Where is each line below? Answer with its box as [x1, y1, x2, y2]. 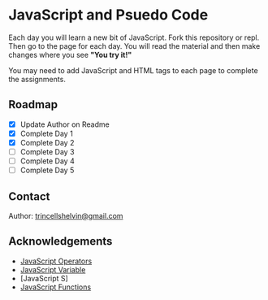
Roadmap [8, 98, 58, 111]
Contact [8, 189, 50, 203]
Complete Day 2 [19, 137, 75, 147]
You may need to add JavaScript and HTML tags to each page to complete [8, 65, 258, 75]
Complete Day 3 [19, 146, 75, 156]
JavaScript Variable [19, 264, 86, 274]
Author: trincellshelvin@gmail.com [8, 211, 123, 220]
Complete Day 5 [19, 165, 75, 176]
